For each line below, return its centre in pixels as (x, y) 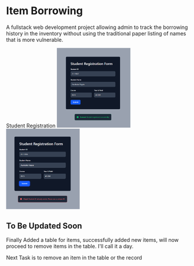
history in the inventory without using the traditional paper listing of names (96, 33)
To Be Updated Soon (44, 226)
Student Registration (31, 126)
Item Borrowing (45, 11)
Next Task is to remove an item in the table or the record (74, 258)
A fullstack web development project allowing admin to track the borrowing (97, 27)
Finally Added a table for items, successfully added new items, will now (93, 240)
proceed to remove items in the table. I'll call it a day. (70, 247)
